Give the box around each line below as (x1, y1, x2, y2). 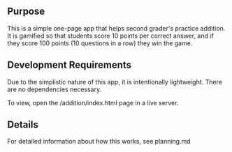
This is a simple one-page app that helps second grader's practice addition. (7, 24, 226, 32)
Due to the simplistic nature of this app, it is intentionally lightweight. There (7, 77, 222, 86)
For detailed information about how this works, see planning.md (7, 137, 191, 146)
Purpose (7, 6, 45, 17)
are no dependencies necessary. (7, 85, 102, 93)
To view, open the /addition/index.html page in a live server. (7, 98, 179, 107)
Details (7, 119, 38, 131)
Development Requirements (7, 59, 131, 71)
